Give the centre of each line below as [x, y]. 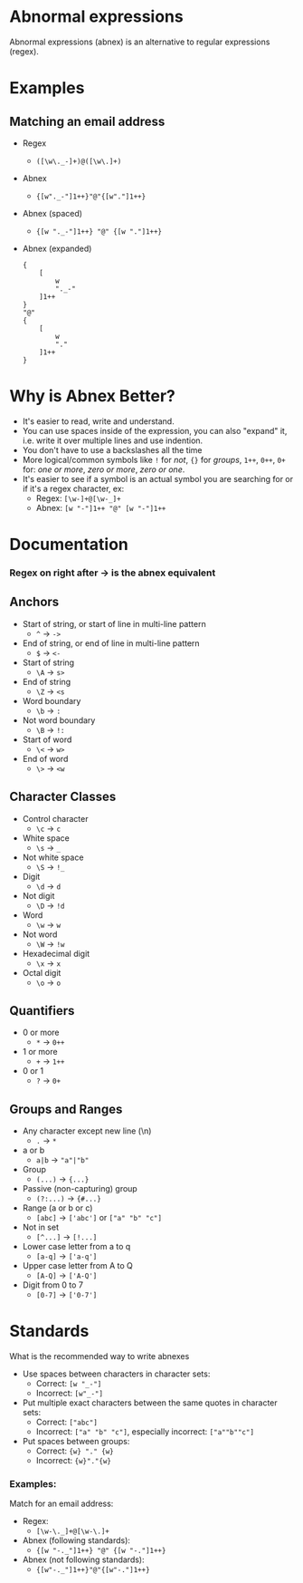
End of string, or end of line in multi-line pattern [111, 643]
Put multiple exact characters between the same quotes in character [150, 1403]
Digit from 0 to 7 [53, 1285]
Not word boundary [59, 720]
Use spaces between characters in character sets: [116, 1374]
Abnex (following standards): [76, 1540]
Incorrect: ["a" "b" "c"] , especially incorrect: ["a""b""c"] [145, 1432]
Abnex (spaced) [52, 213]
